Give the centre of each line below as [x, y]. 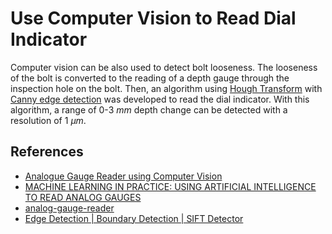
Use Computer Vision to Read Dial [153, 18]
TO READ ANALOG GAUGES [83, 197]
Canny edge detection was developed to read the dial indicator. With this [160, 99]
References [47, 152]
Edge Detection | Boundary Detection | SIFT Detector [134, 218]
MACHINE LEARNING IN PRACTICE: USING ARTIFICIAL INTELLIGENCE [170, 186]
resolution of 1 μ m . [48, 120]
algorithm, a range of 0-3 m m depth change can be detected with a [149, 109]
